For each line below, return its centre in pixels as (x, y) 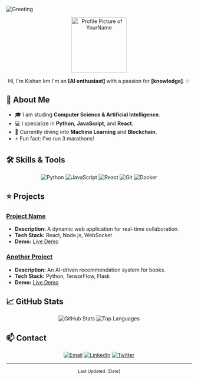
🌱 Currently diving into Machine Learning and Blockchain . (86, 132)
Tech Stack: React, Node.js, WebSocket (63, 235)
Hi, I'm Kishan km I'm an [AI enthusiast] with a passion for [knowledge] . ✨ (99, 81)
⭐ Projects (26, 197)
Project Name (26, 216)
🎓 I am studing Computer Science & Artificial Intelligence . (87, 114)
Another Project (29, 257)
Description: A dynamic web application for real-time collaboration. (97, 229)
